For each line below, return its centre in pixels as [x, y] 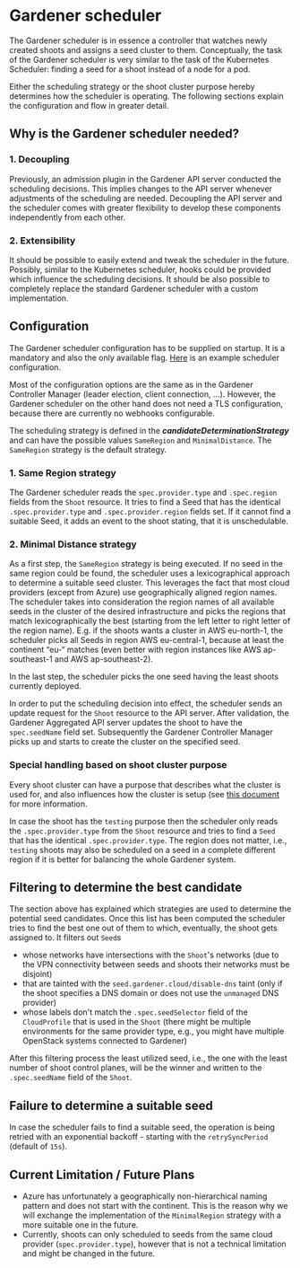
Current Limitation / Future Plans [102, 1174]
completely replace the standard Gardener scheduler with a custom [134, 288]
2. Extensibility [43, 241]
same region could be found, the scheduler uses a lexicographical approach [150, 573]
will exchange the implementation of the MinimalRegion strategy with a [152, 1215]
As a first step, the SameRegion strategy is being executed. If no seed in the [146, 564]
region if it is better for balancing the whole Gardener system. [123, 859]
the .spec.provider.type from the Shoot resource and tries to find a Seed [142, 831]
